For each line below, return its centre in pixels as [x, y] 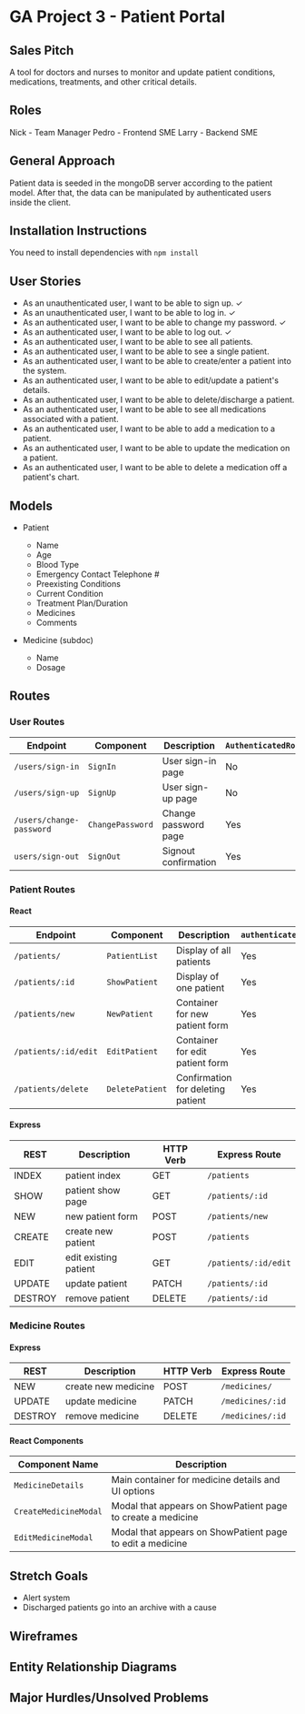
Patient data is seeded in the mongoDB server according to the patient [141, 183]
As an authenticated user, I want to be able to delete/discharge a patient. [158, 400]
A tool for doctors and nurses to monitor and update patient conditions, [143, 72]
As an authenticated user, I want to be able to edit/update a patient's [151, 380]
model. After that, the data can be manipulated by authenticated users [141, 192]
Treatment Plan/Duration [82, 603]
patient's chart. [51, 477]
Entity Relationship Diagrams [93, 1667]
